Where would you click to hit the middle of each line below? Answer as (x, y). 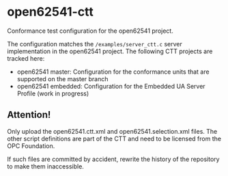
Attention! (29, 115)
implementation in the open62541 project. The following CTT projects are (110, 51)
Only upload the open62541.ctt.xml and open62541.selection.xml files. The (112, 131)
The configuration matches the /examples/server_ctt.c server (95, 44)
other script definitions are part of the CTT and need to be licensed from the (114, 138)
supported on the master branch (62, 78)
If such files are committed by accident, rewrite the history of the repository (113, 159)
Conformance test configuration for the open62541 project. (90, 31)
